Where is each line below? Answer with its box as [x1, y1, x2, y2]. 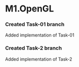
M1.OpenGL [5, 3, 54, 14]
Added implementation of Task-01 [5, 32, 75, 38]
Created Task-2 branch [5, 44, 62, 51]
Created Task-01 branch [5, 21, 65, 28]
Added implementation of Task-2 [5, 56, 73, 62]
